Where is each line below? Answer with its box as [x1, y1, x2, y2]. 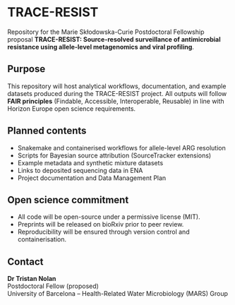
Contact [7, 256, 44, 268]
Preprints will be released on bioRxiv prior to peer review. [17, 220, 184, 229]
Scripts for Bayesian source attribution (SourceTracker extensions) [17, 151, 212, 160]
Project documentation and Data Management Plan [17, 174, 167, 182]
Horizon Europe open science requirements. [7, 104, 136, 113]
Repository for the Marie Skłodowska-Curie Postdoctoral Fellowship [7, 28, 205, 36]
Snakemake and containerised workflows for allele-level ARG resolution [17, 143, 226, 152]
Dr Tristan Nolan [7, 275, 56, 283]
